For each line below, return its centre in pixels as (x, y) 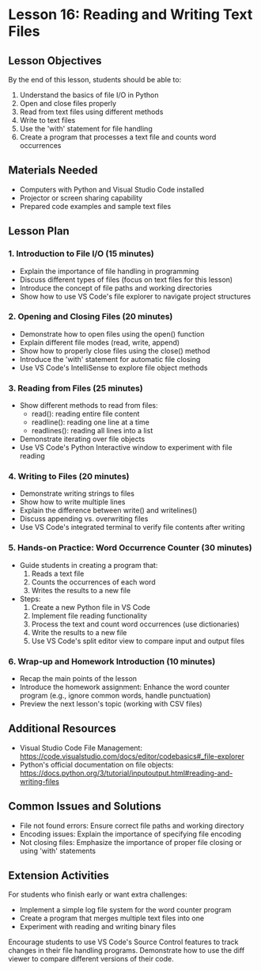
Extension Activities (59, 876)
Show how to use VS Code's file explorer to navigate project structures (135, 296)
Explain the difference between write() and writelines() (108, 510)
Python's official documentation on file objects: (96, 764)
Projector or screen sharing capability (81, 198)
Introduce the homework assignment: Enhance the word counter (125, 687)
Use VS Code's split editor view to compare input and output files (138, 641)
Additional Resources (62, 729)
